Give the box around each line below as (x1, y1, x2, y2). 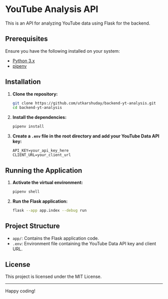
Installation (5, 78, 41, 86)
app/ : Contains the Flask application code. (12, 235, 99, 241)
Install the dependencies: (12, 114, 66, 120)
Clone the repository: (12, 91, 58, 97)
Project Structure (5, 222, 60, 230)
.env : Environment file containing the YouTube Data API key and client (12, 240, 156, 246)
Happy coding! (5, 288, 36, 294)
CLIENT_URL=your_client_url (12, 153, 71, 158)
